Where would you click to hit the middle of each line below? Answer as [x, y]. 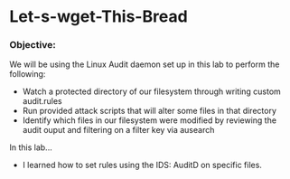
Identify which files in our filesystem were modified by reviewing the [150, 120]
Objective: [33, 45]
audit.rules [42, 101]
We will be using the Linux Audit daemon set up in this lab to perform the [145, 64]
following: [28, 74]
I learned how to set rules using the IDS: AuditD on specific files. [142, 165]
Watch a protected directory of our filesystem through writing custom [152, 91]
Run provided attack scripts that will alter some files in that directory [150, 111]
